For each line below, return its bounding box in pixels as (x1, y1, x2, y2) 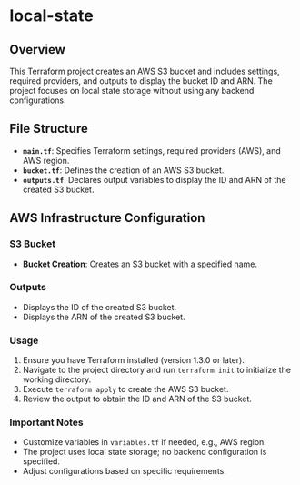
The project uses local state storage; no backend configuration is (22, 447, 267, 458)
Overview (9, 42, 66, 57)
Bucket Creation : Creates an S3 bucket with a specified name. (22, 258, 257, 269)
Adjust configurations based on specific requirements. (22, 466, 227, 477)
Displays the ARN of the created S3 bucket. (22, 311, 185, 322)
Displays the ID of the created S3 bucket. (22, 301, 177, 312)
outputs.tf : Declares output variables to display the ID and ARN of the (22, 174, 286, 185)
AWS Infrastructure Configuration (9, 210, 205, 226)
